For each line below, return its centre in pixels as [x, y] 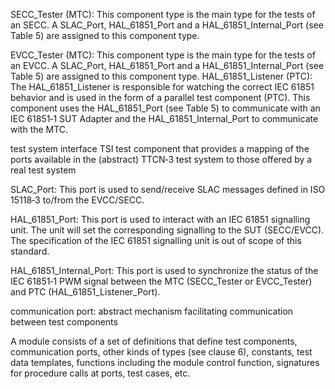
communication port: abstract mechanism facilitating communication [152, 311]
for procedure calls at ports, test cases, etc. [100, 373]
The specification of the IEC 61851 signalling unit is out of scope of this [156, 240]
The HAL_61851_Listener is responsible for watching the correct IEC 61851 [162, 87]
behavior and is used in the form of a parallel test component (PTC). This [160, 97]
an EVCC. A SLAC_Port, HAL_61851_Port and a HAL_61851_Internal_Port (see [167, 65]
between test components [64, 322]
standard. [30, 251]
